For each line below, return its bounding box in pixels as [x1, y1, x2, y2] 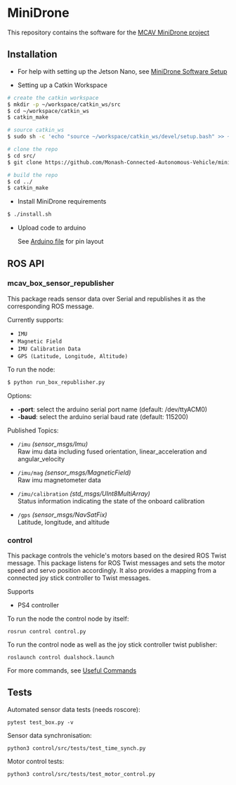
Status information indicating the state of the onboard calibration [17, 496, 205, 505]
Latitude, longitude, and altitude [17, 517, 110, 526]
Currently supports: [7, 315, 64, 324]
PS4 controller [17, 600, 60, 609]
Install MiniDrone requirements [17, 197, 107, 206]
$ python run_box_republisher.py [7, 378, 105, 385]
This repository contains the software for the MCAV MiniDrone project [7, 28, 209, 37]
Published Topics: [7, 426, 59, 435]
